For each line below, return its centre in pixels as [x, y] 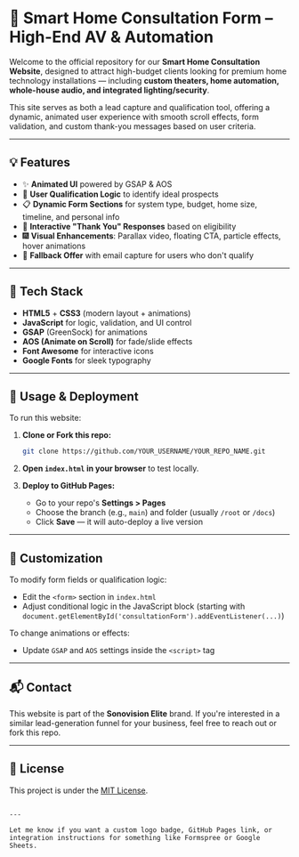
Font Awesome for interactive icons [88, 351]
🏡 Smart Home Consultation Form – [141, 18]
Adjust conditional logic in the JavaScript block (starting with [133, 606]
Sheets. [24, 845]
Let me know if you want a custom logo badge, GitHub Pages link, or [141, 830]
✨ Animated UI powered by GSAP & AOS [97, 184]
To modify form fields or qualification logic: [88, 580]
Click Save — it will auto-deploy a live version [119, 522]
